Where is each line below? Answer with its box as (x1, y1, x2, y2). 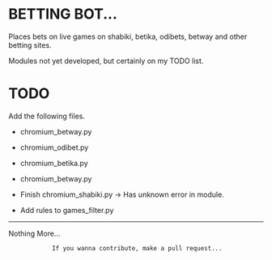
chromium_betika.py (19, 158, 89, 168)
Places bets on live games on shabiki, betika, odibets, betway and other (8, 32, 248, 41)
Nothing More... (8, 228, 61, 238)
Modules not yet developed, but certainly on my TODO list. (8, 56, 204, 66)
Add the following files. (8, 111, 85, 121)
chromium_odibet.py (19, 143, 89, 152)
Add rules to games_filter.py (19, 205, 114, 215)
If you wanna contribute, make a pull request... (51, 244, 223, 252)
